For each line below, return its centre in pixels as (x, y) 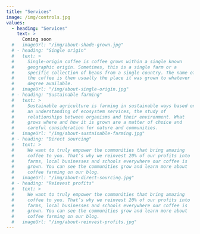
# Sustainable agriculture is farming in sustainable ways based (99, 106)
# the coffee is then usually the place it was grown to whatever (101, 78)
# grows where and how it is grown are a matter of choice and (97, 123)
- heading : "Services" (40, 28)
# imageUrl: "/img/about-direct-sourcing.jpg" (73, 178)
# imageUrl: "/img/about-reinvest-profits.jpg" (74, 222)
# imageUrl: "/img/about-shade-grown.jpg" (68, 45)
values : (16, 23)
